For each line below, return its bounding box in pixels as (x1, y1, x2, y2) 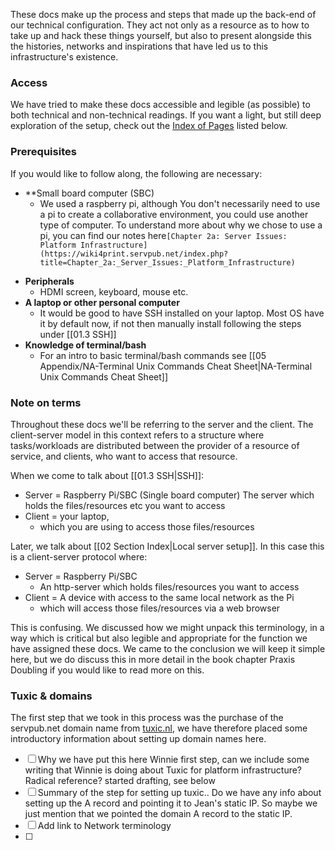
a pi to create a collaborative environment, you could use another (39, 208, 309, 220)
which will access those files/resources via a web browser (39, 602, 281, 614)
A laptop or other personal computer (24, 296, 180, 308)
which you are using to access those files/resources (39, 520, 255, 533)
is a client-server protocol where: (10, 550, 148, 563)
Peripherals (24, 275, 75, 287)
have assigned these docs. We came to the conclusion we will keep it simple (10, 642, 326, 654)
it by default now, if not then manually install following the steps (39, 317, 302, 329)
